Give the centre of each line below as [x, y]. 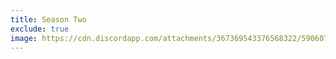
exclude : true [40, 29]
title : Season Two [48, 19]
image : [24, 38]
